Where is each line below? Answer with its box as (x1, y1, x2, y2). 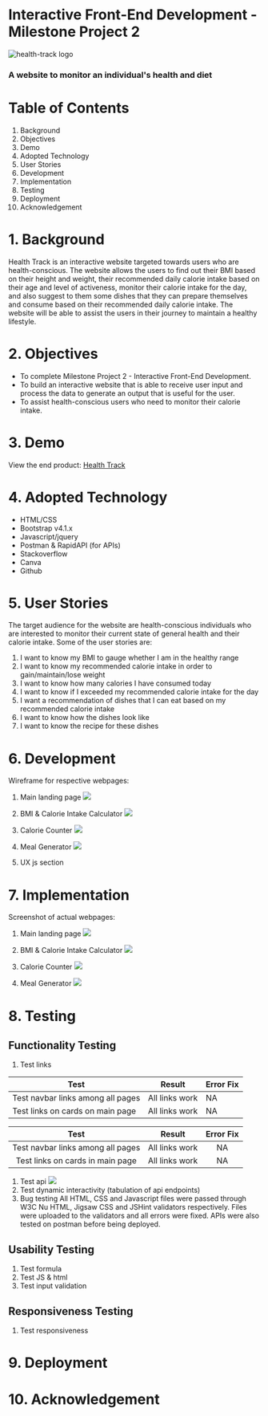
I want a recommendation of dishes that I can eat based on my (19, 696, 226, 706)
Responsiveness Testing (8, 1304, 134, 1318)
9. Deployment (8, 1354, 108, 1372)
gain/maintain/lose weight (19, 670, 106, 680)
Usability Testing (8, 1243, 94, 1256)
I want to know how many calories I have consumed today (19, 678, 212, 688)
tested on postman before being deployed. (19, 1219, 161, 1229)
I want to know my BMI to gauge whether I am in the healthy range (19, 653, 239, 663)
